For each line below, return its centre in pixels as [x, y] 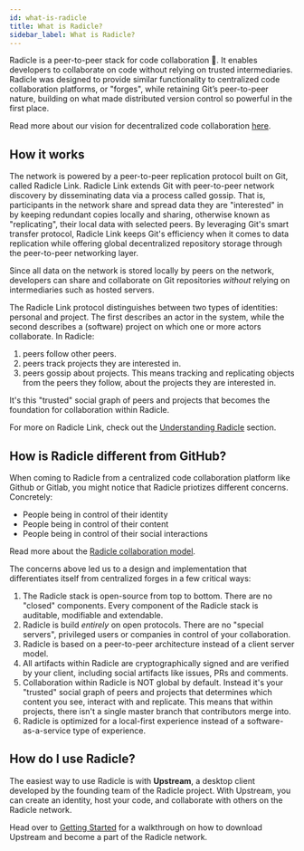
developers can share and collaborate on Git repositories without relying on [150, 281]
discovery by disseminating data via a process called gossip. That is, [138, 196]
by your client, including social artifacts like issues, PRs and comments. [155, 673]
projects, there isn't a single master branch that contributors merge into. [157, 711]
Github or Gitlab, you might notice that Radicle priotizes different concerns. [149, 487]
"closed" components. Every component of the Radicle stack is [140, 606]
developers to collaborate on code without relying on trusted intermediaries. [151, 70]
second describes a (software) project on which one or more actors [135, 327]
